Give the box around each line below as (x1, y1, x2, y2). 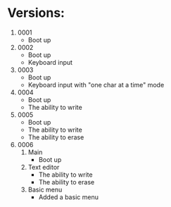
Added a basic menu (38, 192, 99, 201)
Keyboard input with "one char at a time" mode (27, 80, 165, 89)
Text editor (27, 163, 60, 171)
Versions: (7, 5, 65, 21)
